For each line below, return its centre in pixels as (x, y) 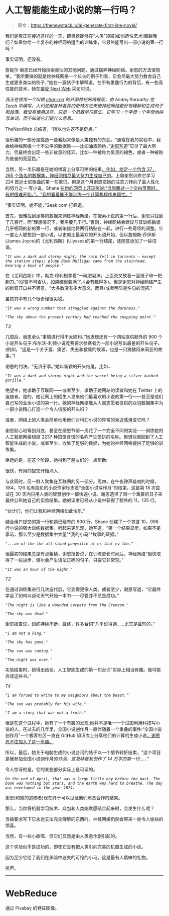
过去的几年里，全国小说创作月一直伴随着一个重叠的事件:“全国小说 (94, 729)
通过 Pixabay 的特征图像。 (32, 908)
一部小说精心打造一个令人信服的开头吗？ (47, 409)
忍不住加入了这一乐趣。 (29, 741)
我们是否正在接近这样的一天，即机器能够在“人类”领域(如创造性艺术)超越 (79, 36)
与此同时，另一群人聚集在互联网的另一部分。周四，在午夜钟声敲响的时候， (82, 481)
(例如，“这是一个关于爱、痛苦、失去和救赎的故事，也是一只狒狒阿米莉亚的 (82, 349)
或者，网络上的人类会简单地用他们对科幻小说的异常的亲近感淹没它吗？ (78, 420)
